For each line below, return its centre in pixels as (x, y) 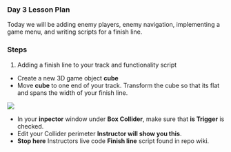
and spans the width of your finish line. (72, 93)
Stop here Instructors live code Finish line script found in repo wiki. (113, 141)
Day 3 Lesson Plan (39, 10)
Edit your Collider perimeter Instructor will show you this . (99, 133)
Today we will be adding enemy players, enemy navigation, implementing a (114, 25)
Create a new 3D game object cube (68, 78)
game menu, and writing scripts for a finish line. (75, 32)
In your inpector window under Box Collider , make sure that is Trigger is (121, 119)
